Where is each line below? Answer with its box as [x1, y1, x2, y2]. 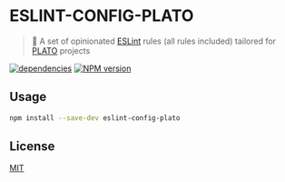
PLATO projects [31, 45, 91, 56]
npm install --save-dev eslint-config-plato [9, 113, 181, 123]
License [9, 138, 55, 155]
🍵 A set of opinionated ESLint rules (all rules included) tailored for [31, 35, 277, 46]
